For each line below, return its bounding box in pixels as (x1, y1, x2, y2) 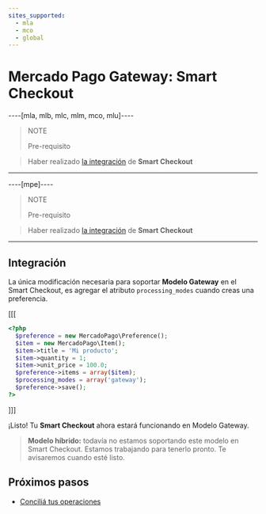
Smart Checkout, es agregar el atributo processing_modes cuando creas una (8, 286, 255, 295)
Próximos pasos (8, 476, 89, 489)
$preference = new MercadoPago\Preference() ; (15, 332, 169, 340)
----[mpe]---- (8, 180, 54, 189)
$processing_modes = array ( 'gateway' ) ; (15, 376, 147, 384)
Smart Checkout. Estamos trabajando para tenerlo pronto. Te (27, 444, 227, 454)
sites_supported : (8, 11, 66, 20)
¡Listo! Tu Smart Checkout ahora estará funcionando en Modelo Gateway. (8, 421, 249, 430)
